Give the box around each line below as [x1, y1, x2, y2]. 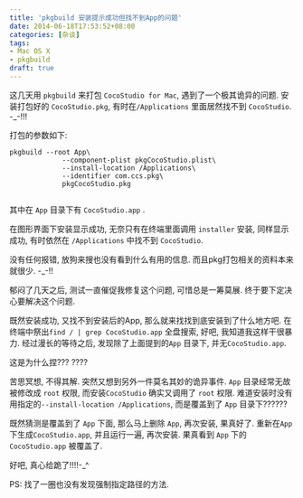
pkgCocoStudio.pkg [62, 179, 131, 188]
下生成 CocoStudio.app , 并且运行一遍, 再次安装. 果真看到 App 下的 [9, 428, 247, 439]
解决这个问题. [24, 296, 76, 306]
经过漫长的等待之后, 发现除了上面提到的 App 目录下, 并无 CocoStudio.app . [21, 337, 287, 348]
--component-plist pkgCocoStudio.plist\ [62, 155, 217, 164]
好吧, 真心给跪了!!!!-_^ [9, 459, 90, 470]
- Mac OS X [9, 47, 51, 56]
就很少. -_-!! [9, 265, 54, 276]
